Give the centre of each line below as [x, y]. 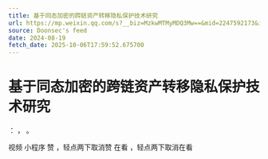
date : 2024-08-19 [37, 38]
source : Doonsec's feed [48, 30]
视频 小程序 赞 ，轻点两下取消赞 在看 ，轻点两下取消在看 [100, 147]
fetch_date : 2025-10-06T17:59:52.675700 [77, 45]
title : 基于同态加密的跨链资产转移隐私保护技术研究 [83, 16]
